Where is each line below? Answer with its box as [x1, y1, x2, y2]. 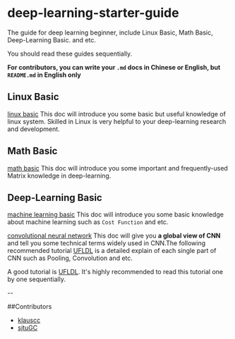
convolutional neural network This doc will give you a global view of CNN [7, 231, 221, 240]
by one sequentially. [7, 275, 66, 283]
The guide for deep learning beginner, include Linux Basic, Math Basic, [7, 28, 213, 37]
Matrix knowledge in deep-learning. [7, 171, 112, 180]
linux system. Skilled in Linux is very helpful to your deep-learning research [7, 117, 227, 125]
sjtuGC [17, 323, 38, 332]
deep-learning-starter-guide [7, 5, 179, 21]
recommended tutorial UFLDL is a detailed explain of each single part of [7, 247, 217, 255]
